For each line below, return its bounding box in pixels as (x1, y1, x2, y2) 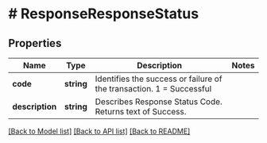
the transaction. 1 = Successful (95, 83, 212, 94)
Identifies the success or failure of (95, 73, 222, 84)
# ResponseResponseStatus (8, 5, 199, 23)
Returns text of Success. (95, 106, 187, 117)
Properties (8, 37, 62, 50)
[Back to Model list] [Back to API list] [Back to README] (8, 126, 191, 136)
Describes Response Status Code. (95, 96, 222, 107)
